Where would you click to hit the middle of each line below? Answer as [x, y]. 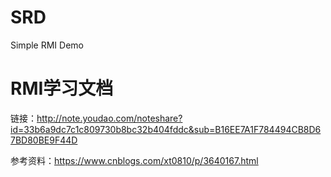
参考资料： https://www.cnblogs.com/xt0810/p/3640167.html [134, 160]
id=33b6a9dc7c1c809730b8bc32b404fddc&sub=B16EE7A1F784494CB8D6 [166, 129]
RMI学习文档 [62, 88]
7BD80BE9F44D [44, 140]
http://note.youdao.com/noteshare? [109, 118]
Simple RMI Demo [47, 45]
